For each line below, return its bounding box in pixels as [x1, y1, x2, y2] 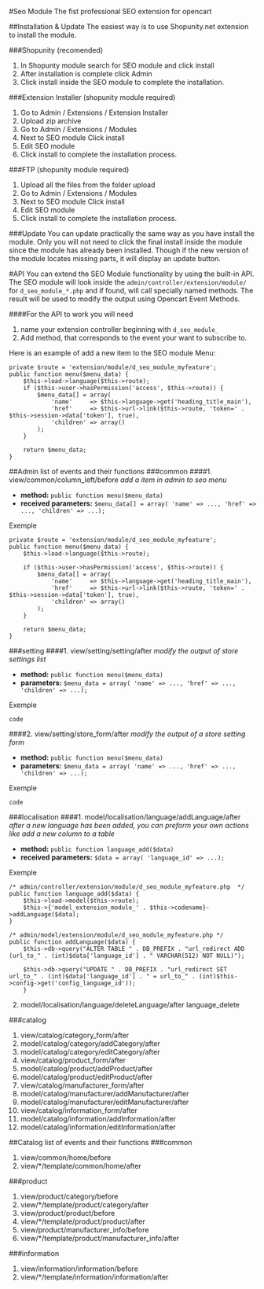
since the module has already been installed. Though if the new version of [9, 245, 249, 255]
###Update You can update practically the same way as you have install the [9, 229, 255, 238]
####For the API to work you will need [9, 310, 134, 319]
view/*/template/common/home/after [20, 1162, 142, 1170]
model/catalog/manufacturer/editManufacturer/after [20, 1097, 189, 1107]
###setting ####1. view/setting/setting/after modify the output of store [9, 646, 239, 655]
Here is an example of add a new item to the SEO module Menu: [9, 348, 216, 357]
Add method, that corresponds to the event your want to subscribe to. [20, 333, 247, 342]
